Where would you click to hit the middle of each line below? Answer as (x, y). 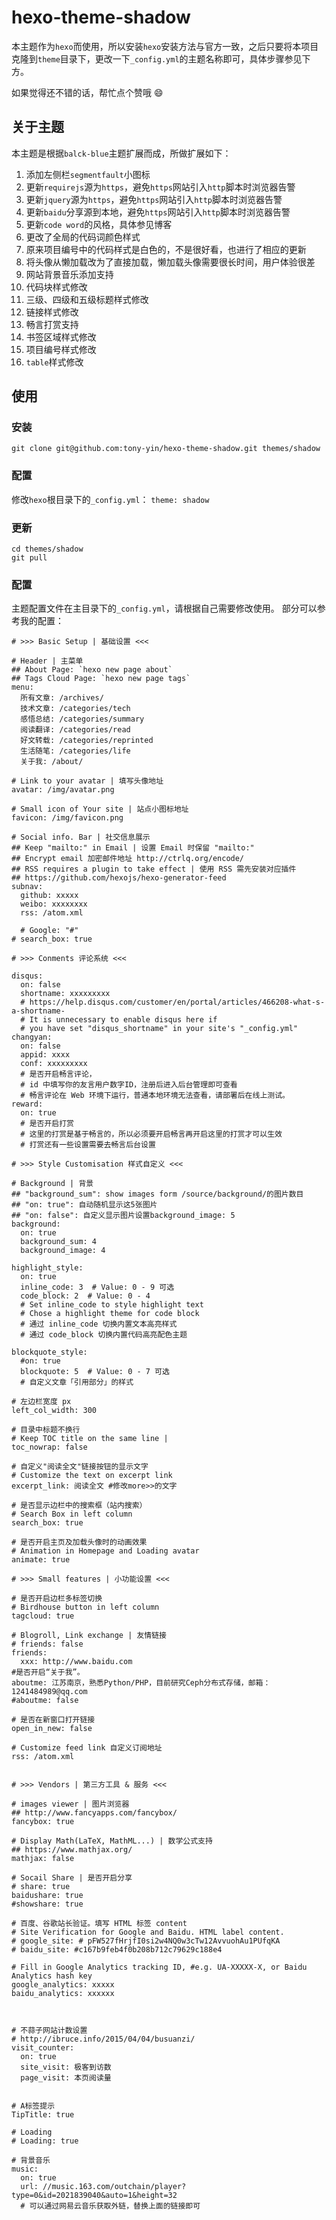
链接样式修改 (52, 312)
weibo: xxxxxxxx (54, 904)
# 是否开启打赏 (47, 1124)
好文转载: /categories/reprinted (87, 741)
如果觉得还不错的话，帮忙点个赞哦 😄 (87, 92)
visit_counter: (43, 2048)
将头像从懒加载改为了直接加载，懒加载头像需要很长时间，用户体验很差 (170, 262)
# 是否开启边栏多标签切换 (57, 1599)
